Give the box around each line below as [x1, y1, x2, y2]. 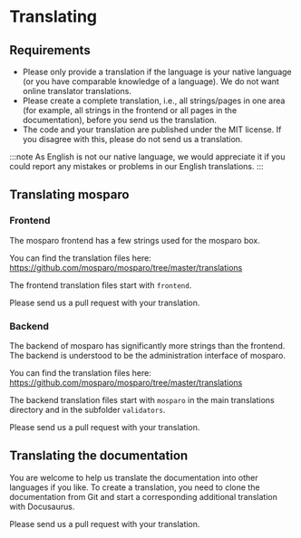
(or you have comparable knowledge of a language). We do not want [22, 76, 279, 87]
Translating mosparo [9, 187, 130, 203]
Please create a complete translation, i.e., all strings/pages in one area [22, 95, 286, 106]
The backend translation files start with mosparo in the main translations [9, 394, 275, 405]
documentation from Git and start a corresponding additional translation [9, 491, 278, 502]
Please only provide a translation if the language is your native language [22, 66, 292, 77]
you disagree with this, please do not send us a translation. [22, 134, 243, 144]
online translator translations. [22, 86, 131, 96]
